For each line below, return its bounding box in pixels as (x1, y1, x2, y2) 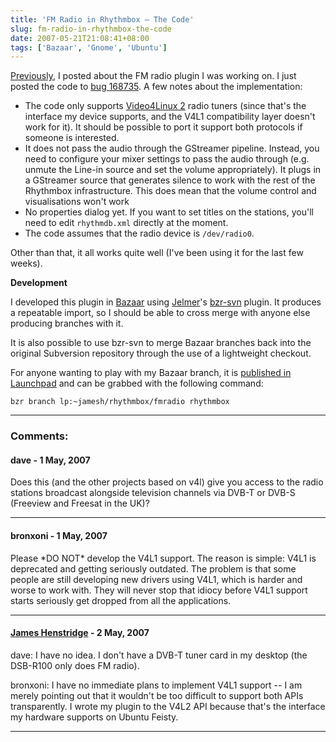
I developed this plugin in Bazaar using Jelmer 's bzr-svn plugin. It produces (10, 296, 322, 308)
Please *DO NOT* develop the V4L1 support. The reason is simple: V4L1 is (10, 552, 317, 564)
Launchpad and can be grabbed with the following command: (10, 377, 264, 390)
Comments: (10, 429, 69, 443)
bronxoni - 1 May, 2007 (10, 529, 108, 541)
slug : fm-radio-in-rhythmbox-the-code (10, 24, 172, 34)
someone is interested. (24, 132, 120, 144)
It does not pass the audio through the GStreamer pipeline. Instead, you (24, 142, 320, 155)
